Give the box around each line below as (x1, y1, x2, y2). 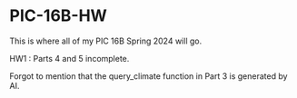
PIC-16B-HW (9, 5, 107, 26)
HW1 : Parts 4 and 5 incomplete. (9, 53, 130, 64)
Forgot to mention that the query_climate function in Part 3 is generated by (9, 70, 288, 82)
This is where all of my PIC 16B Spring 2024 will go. (9, 35, 203, 46)
